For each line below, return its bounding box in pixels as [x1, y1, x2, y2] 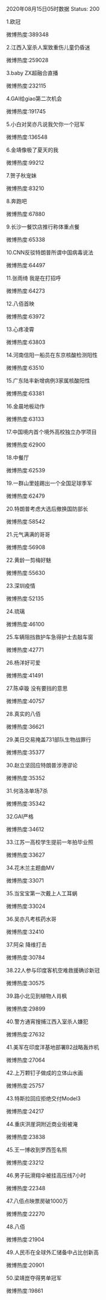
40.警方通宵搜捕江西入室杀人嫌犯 [6, 1018, 89, 1025]
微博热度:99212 [6, 159, 45, 166]
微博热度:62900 [6, 441, 46, 448]
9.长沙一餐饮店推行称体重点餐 [6, 223, 80, 230]
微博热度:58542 [6, 518, 45, 525]
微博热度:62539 [6, 467, 45, 474]
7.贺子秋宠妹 [6, 172, 37, 179]
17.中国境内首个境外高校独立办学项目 [6, 428, 97, 436]
